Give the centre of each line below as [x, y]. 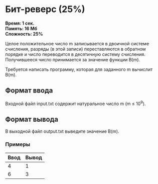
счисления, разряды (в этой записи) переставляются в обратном [76, 49]
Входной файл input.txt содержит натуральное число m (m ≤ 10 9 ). [75, 103]
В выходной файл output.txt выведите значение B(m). [62, 131]
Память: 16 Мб [21, 28]
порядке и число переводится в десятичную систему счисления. [75, 54]
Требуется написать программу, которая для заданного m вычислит [79, 69]
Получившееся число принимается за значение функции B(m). [73, 59]
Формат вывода [32, 119]
